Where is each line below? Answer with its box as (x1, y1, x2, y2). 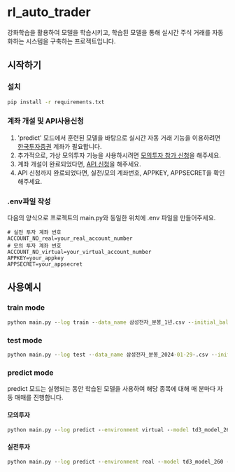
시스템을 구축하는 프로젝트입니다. (25, 36, 116, 45)
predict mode (7, 368, 54, 378)
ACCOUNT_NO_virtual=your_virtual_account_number (7, 249, 152, 256)
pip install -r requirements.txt (7, 99, 105, 106)
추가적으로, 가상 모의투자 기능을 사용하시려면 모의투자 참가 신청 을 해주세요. (17, 151, 222, 159)
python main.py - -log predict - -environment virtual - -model (7, 427, 190, 434)
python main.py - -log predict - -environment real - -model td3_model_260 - (7, 459, 230, 466)
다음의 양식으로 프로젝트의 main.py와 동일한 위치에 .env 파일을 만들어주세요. (7, 214, 216, 222)
